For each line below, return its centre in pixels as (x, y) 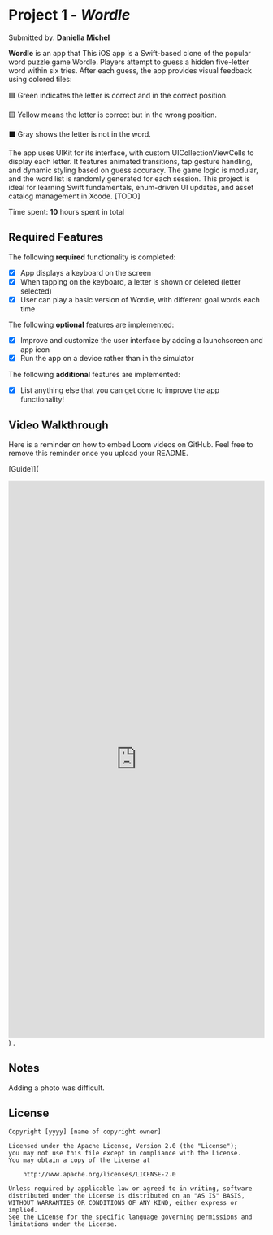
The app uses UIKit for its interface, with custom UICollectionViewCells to (131, 153)
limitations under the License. (63, 1224)
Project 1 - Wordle (69, 15)
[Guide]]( (24, 468)
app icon (35, 350)
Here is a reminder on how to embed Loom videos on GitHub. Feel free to (131, 444)
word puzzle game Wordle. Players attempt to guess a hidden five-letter (129, 62)
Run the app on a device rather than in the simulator (107, 358)
